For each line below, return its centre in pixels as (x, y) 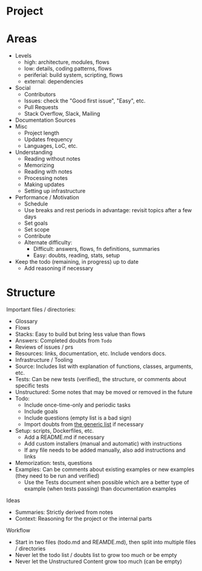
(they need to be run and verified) (57, 476)
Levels (23, 56)
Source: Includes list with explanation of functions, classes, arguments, (104, 366)
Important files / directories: (41, 310)
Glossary (26, 321)
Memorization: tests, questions (54, 463)
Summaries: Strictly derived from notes (64, 512)
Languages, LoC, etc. (51, 146)
